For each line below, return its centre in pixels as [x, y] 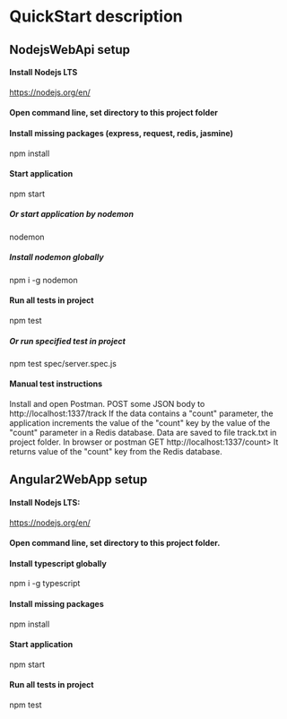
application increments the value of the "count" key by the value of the [140, 423]
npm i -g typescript [45, 584]
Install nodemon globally [57, 257]
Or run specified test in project [67, 341]
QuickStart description [96, 17]
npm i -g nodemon [43, 280]
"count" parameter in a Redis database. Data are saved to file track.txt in [143, 433]
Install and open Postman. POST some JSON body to [107, 404]
